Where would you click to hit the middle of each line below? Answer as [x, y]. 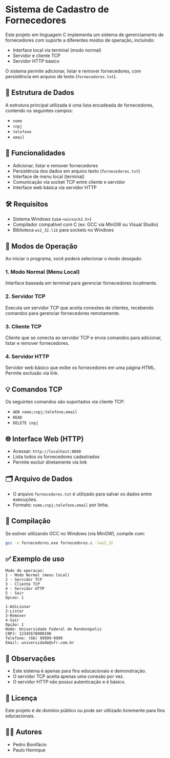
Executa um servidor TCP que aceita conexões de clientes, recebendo [80, 308]
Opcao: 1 [15, 598]
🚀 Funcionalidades [35, 153]
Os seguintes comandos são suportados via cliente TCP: [65, 402]
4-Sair [12, 620]
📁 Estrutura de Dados [40, 93]
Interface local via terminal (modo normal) [57, 50]
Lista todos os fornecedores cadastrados [56, 457]
